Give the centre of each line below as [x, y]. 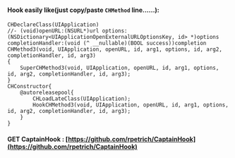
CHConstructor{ [30, 87]
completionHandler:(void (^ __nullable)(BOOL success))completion [107, 43]
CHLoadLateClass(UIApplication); [82, 99]
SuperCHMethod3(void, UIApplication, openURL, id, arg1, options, [120, 68]
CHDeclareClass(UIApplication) [53, 25]
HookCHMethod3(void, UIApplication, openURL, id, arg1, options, [131, 105]
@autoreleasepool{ [47, 93]
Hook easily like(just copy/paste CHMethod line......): [84, 10]
